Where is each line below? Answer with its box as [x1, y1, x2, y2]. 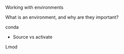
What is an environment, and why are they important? [5, 14, 119, 20]
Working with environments [5, 5, 64, 10]
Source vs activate [12, 34, 52, 40]
